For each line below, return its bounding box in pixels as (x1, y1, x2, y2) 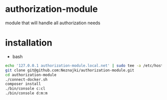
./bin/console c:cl (5, 86, 46, 91)
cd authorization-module (5, 72, 57, 77)
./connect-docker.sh (5, 77, 48, 82)
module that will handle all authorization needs (5, 20, 100, 26)
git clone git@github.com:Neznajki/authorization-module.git (5, 68, 135, 73)
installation (5, 37, 53, 49)
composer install (5, 82, 41, 87)
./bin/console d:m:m (5, 91, 48, 96)
